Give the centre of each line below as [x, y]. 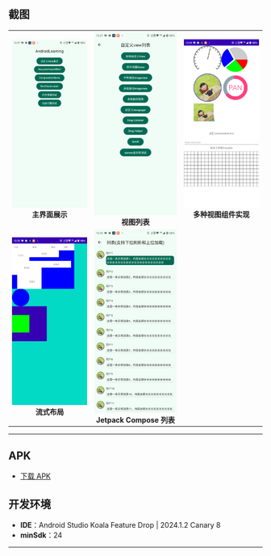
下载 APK [35, 476]
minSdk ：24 [41, 535]
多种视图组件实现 [221, 214]
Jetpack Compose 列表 [135, 419]
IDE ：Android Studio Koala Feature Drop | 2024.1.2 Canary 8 [120, 525]
